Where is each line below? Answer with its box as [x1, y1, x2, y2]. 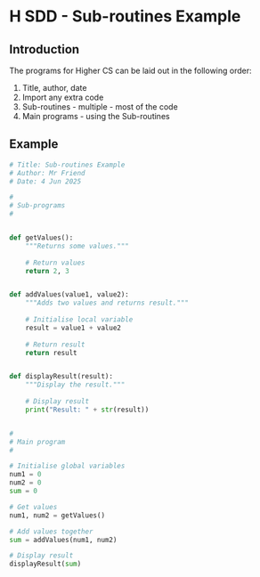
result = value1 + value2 [25, 323, 122, 332]
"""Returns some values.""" [25, 241, 129, 250]
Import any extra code [21, 92, 104, 102]
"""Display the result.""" [25, 380, 126, 389]
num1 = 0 [9, 470, 42, 479]
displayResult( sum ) [9, 559, 82, 569]
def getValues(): [9, 233, 74, 242]
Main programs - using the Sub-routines [21, 111, 171, 121]
